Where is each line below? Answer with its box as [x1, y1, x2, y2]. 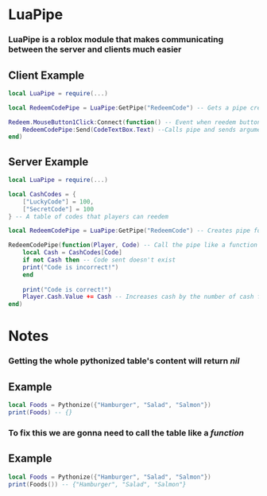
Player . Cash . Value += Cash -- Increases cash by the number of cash [22, 293, 254, 301]
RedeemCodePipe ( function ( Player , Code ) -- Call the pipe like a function [8, 241, 258, 250]
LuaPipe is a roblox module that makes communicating [8, 34, 224, 45]
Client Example [8, 68, 85, 82]
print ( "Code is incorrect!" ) [22, 263, 119, 271]
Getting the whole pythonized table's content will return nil [8, 355, 240, 366]
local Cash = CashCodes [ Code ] [22, 249, 123, 257]
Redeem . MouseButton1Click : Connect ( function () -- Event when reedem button [8, 118, 261, 126]
